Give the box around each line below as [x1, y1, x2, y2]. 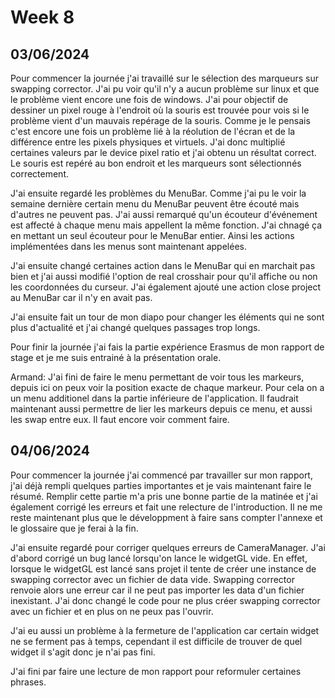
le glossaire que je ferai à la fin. [10, 522, 139, 534]
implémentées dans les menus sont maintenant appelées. [10, 241, 247, 252]
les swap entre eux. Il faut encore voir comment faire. [10, 414, 230, 425]
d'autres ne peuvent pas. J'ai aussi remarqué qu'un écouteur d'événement [10, 209, 318, 220]
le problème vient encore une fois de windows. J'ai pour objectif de [10, 94, 289, 105]
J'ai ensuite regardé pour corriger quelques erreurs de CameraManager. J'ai [10, 541, 326, 553]
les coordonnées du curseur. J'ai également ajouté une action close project [10, 281, 322, 293]
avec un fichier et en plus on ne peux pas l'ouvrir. [10, 605, 214, 617]
